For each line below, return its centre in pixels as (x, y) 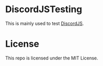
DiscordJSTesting (44, 9)
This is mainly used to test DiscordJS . (45, 23)
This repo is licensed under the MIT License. (52, 58)
